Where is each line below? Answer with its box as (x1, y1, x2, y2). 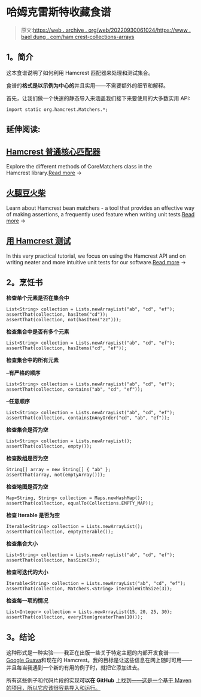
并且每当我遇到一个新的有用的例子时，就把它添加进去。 (6, 664, 142, 671)
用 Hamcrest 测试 (6, 236, 71, 246)
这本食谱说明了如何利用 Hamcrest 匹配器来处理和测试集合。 (6, 69, 154, 76)
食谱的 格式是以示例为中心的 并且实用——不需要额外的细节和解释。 (6, 82, 169, 89)
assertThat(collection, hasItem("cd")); (6, 312, 109, 318)
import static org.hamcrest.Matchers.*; (6, 106, 109, 113)
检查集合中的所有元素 (6, 357, 59, 364)
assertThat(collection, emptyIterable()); (6, 529, 114, 535)
